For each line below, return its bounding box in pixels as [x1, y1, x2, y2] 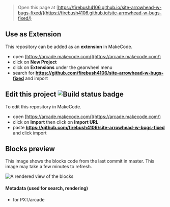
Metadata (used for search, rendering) [5, 185, 88, 191]
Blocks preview [5, 145, 55, 153]
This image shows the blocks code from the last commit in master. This [5, 158, 155, 164]
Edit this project [5, 90, 56, 99]
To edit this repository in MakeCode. [5, 103, 81, 109]
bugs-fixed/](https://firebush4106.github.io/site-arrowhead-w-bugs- [17, 10, 162, 16]
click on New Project [12, 59, 57, 65]
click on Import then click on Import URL [12, 119, 99, 125]
